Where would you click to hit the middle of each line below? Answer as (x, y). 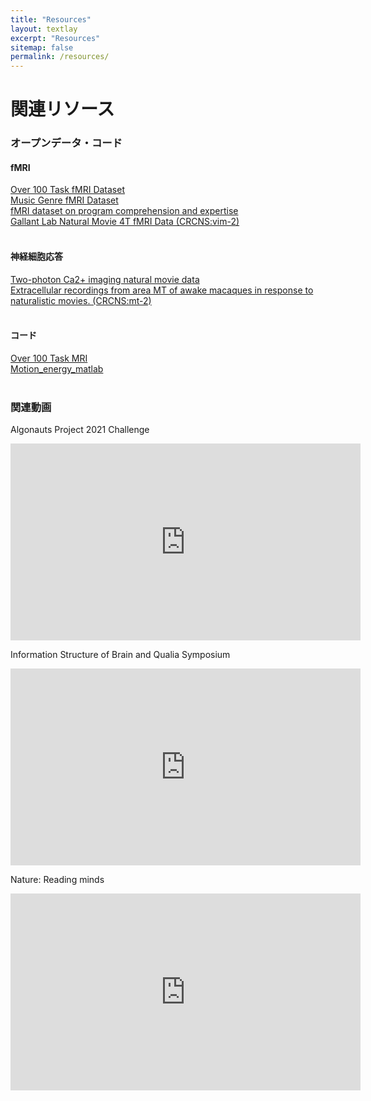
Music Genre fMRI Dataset (64, 200)
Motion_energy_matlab (57, 368)
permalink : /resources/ (60, 57)
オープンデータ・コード (66, 143)
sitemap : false (42, 47)
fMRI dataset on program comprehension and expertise (124, 211)
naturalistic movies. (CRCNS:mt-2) (81, 300)
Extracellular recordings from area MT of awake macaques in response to (162, 290)
